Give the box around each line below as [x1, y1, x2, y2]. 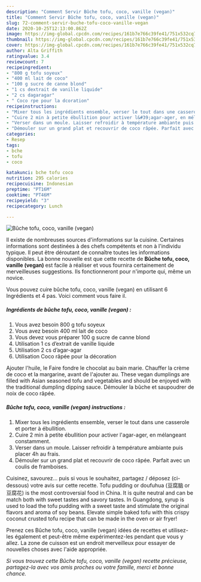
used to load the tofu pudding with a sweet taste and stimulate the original [6, 502, 190, 510]
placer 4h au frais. [14, 450, 60, 458]
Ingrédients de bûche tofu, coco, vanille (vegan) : [6, 306, 132, 313]
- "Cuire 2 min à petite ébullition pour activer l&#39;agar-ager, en [6, 114, 186, 120]
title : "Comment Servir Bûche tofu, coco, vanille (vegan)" [6, 14, 160, 20]
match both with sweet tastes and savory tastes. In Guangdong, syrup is [6, 496, 184, 503]
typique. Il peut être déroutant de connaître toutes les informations [6, 249, 170, 256]
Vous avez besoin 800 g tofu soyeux [14, 321, 105, 328]
